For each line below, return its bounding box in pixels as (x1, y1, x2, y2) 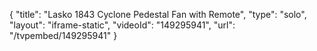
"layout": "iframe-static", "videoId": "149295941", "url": (9, 19, 236, 31)
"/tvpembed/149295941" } (9, 30, 118, 41)
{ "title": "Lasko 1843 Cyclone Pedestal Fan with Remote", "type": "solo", (9, 9, 307, 20)
